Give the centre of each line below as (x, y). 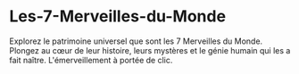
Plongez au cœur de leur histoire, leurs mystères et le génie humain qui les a (150, 50)
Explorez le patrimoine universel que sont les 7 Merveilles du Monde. (136, 41)
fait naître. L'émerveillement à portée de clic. (91, 60)
